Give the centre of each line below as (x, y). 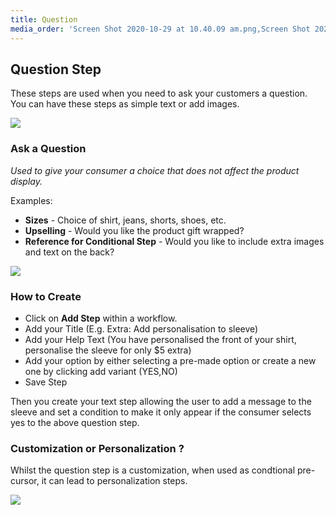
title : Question (44, 19)
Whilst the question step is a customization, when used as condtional (153, 470)
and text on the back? (69, 252)
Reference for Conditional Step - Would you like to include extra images (174, 241)
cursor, (25, 481)
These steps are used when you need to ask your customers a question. (159, 93)
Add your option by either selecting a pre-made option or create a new (170, 360)
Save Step (46, 382)
